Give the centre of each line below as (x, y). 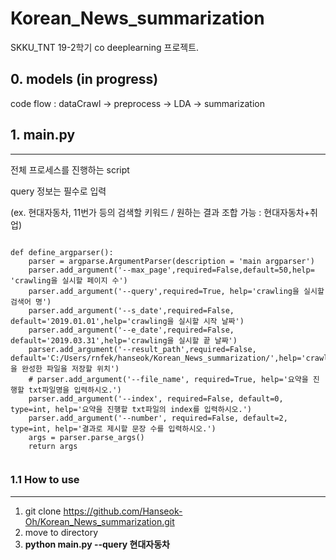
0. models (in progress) (84, 79)
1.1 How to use (45, 480)
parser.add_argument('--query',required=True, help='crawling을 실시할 (176, 291)
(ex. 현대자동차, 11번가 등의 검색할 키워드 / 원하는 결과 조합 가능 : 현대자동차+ (160, 212)
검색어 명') (31, 302)
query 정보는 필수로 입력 (58, 191)
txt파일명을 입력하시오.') (75, 390)
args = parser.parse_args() (86, 437)
